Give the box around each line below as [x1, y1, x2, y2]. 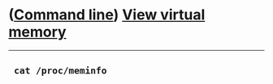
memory [8, 23, 67, 41]
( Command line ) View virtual [8, 6, 206, 24]
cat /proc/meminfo [13, 65, 107, 77]
